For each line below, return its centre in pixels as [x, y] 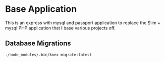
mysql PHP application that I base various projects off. [60, 28]
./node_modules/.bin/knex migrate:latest [49, 55]
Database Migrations [38, 44]
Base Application [41, 9]
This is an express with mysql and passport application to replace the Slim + [83, 23]
